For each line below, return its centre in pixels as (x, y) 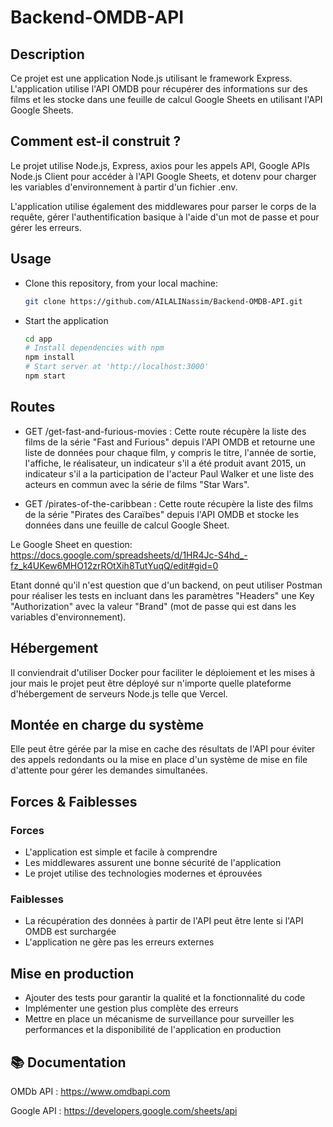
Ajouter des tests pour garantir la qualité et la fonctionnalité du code (165, 998)
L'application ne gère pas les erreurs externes (119, 942)
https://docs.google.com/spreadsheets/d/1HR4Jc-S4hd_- (129, 555)
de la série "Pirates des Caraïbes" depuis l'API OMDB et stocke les (162, 514)
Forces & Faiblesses (74, 801)
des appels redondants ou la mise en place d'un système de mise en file (159, 760)
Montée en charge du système (107, 724)
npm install (49, 357)
